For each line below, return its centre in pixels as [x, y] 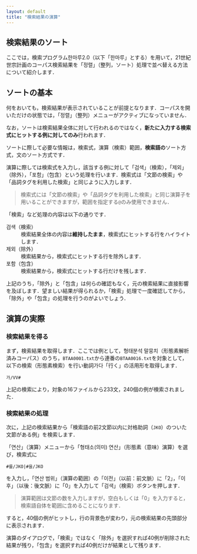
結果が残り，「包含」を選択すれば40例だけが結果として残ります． [85, 545]
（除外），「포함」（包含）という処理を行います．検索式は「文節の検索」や [95, 175]
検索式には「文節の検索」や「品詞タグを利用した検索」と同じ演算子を [106, 195]
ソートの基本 [29, 93]
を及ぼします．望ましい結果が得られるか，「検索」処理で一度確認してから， [97, 291]
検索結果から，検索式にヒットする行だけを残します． [85, 271]
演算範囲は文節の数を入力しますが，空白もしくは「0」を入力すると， [104, 498]
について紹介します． [32, 72]
